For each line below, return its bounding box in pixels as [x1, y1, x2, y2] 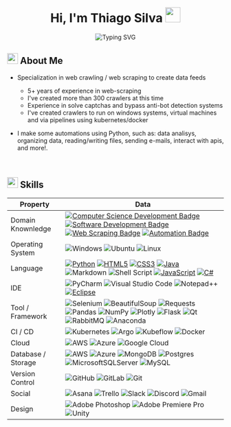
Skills [19, 179, 44, 191]
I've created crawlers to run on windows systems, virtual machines [27, 108, 217, 117]
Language [10, 263, 43, 273]
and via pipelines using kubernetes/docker [27, 115, 148, 124]
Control [10, 378, 35, 387]
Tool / [10, 303, 30, 312]
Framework [10, 311, 47, 321]
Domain [10, 215, 36, 224]
